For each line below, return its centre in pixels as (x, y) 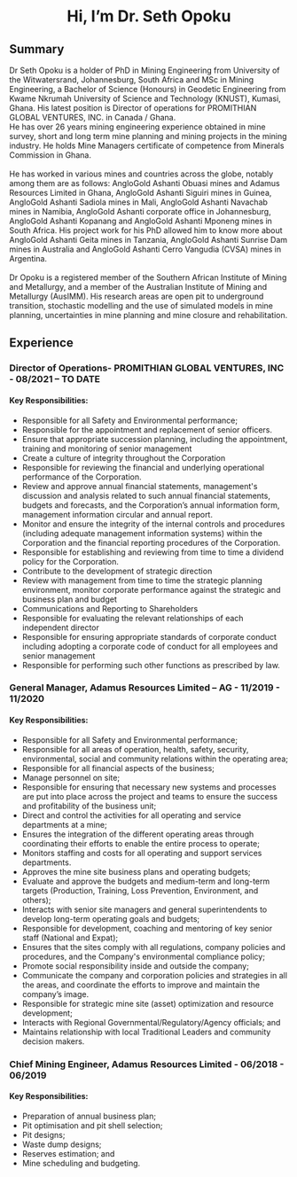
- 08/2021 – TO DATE (55, 379)
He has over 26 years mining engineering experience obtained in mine (137, 127)
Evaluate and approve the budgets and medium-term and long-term (146, 881)
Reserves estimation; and (68, 1153)
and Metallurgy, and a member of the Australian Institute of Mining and (138, 287)
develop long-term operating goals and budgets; (111, 918)
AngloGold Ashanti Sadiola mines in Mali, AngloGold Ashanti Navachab (139, 202)
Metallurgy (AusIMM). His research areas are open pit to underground (137, 296)
